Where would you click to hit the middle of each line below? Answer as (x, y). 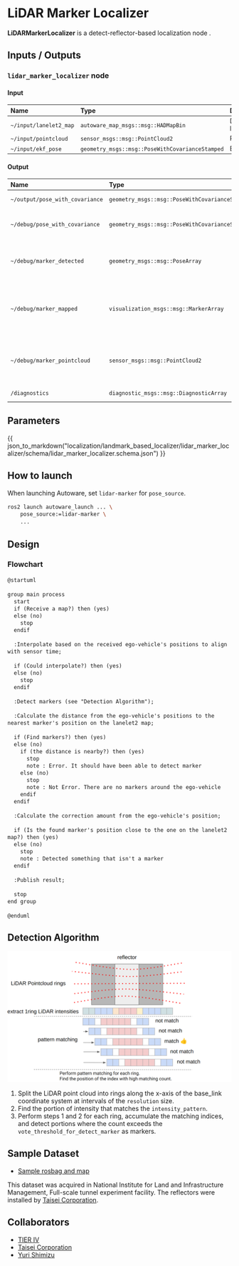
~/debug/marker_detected (47, 261)
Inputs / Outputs (44, 55)
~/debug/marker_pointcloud (50, 361)
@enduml (19, 915)
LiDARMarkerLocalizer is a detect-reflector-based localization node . (109, 33)
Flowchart (25, 564)
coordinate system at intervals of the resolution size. (96, 1101)
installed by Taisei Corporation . (53, 1200)
